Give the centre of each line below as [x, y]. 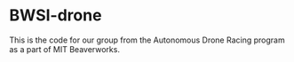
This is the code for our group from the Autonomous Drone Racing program [147, 40]
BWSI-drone [56, 15]
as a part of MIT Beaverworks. [64, 49]
